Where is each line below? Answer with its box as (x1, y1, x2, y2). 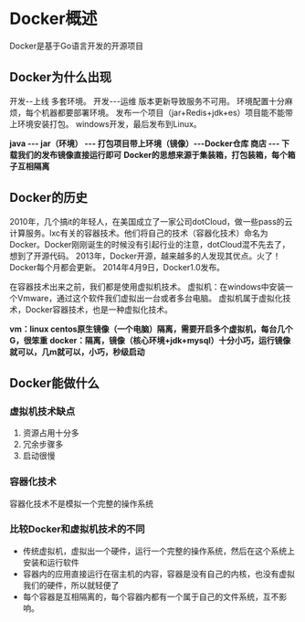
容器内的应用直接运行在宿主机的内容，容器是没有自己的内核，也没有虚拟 (22, 568, 295, 579)
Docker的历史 (9, 190, 89, 206)
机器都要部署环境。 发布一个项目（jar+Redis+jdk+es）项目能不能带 (40, 107, 294, 118)
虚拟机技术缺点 (9, 405, 76, 417)
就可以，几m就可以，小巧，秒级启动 (9, 346, 145, 357)
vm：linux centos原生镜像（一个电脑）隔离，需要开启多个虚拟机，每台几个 (9, 323, 294, 334)
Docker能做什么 (9, 375, 100, 391)
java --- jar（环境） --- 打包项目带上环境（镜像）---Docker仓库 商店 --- (9, 138, 280, 149)
